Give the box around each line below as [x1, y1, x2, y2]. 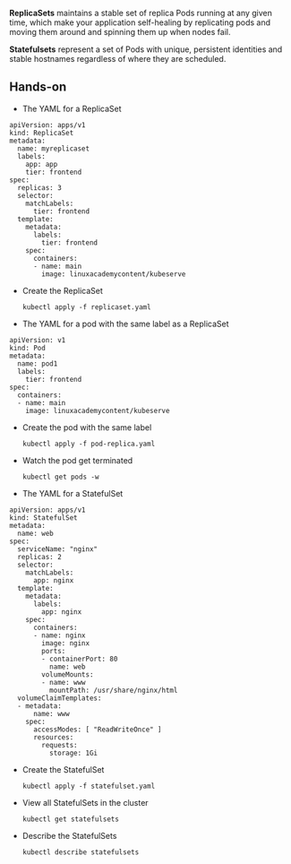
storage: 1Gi [48, 748, 98, 757]
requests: [41, 740, 78, 749]
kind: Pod [9, 343, 47, 352]
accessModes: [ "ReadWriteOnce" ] [32, 725, 163, 734]
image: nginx [41, 638, 90, 648]
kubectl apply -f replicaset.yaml [21, 302, 151, 312]
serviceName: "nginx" [17, 544, 98, 554]
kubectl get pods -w [21, 472, 99, 481]
